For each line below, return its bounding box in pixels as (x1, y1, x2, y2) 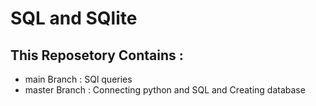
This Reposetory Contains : (10, 47, 184, 64)
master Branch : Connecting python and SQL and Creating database (24, 84, 306, 96)
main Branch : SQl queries (24, 73, 133, 85)
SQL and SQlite (10, 7, 138, 30)
